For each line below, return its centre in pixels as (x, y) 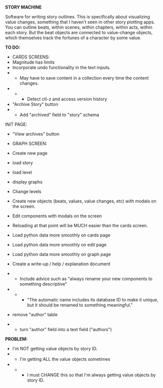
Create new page (30, 153)
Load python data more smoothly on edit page (60, 245)
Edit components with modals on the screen (57, 216)
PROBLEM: (17, 339)
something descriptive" (43, 284)
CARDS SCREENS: (31, 57)
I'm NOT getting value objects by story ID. (55, 349)
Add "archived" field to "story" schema (60, 115)
